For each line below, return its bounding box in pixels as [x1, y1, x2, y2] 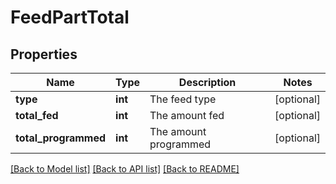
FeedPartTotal [10, 6, 130, 29]
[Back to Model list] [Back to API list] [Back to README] [10, 163, 240, 175]
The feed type [149, 92, 217, 106]
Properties [10, 46, 78, 63]
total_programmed [15, 131, 107, 145]
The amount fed [149, 109, 225, 122]
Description [178, 76, 237, 89]
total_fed [15, 109, 59, 122]
